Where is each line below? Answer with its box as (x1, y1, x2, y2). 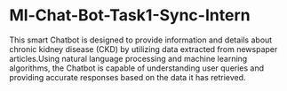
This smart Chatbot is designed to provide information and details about (9, 34, 273, 45)
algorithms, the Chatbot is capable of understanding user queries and (9, 63, 265, 73)
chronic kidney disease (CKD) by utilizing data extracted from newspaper (9, 43, 278, 54)
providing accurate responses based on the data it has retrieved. (9, 72, 246, 82)
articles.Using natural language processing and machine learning (9, 53, 248, 64)
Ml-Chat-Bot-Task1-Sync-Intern (9, 5, 251, 26)
